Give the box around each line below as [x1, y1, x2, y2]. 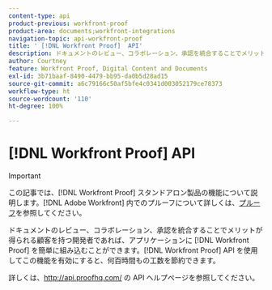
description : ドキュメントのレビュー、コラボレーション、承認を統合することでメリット [8, 49, 266, 58]
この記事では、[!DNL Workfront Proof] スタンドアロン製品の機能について [8, 188, 251, 198]
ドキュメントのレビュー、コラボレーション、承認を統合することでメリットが [8, 225, 263, 235]
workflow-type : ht [8, 87, 70, 96]
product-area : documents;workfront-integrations [8, 27, 176, 35]
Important [8, 171, 41, 181]
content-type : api [8, 11, 70, 20]
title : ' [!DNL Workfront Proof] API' [8, 42, 143, 50]
